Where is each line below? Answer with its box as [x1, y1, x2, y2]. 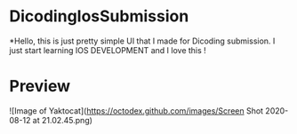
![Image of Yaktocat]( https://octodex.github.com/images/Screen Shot [9, 105, 264, 116]
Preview [9, 76, 71, 97]
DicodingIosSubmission [9, 6, 189, 27]
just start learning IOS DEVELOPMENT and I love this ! [9, 44, 206, 55]
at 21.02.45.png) [32, 114, 93, 125]
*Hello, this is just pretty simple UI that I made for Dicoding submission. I [9, 35, 276, 46]
